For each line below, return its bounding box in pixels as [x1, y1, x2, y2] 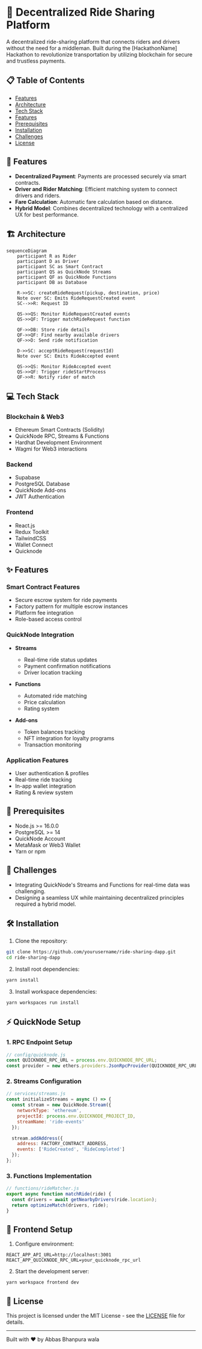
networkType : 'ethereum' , [17, 1108, 82, 1114]
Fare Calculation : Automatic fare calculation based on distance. [14, 198, 174, 205]
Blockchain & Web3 [6, 412, 64, 420]
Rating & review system [14, 788, 73, 796]
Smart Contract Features [6, 583, 80, 591]
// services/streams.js [6, 1091, 66, 1097]
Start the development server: [14, 1268, 90, 1275]
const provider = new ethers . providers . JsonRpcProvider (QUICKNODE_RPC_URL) [6, 1063, 200, 1069]
